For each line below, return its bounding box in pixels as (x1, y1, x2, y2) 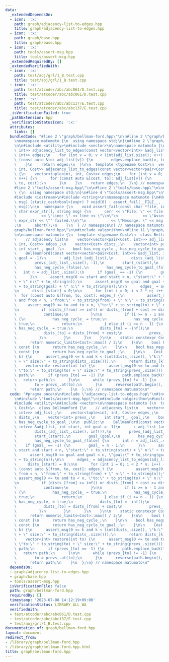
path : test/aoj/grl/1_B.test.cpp (14, 73, 84, 78)
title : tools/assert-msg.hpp (14, 54, 75, 59)
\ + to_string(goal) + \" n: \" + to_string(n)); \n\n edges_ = (14, 284, 158, 289)
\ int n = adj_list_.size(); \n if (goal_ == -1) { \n (14, 270, 143, 275)
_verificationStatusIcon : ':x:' (10, 119, 78, 125)
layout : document (5, 630, 42, 635)
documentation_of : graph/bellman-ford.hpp (5, 626, 96, 631)
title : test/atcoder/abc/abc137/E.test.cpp (14, 106, 107, 111)
